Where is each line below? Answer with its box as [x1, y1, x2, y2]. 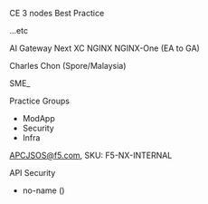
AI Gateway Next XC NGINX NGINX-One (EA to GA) [9, 43, 201, 53]
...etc [9, 25, 29, 35]
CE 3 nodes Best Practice [9, 8, 105, 18]
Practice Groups [9, 95, 71, 106]
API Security [9, 168, 56, 178]
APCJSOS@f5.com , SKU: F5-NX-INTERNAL [9, 150, 173, 160]
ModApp [22, 113, 56, 123]
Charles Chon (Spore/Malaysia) [9, 61, 127, 71]
